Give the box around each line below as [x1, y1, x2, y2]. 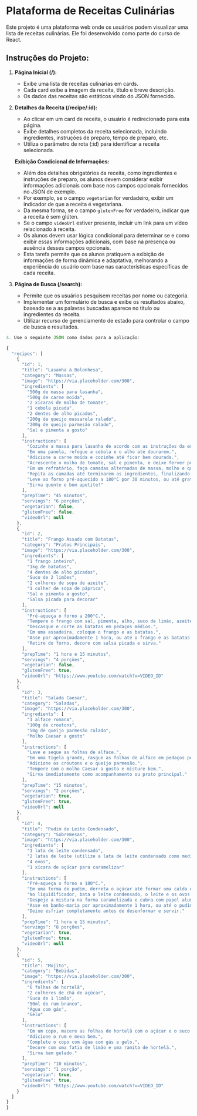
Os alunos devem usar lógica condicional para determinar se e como [23, 232, 189, 239]
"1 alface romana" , [27, 717, 75, 723]
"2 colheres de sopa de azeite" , [27, 580, 109, 586]
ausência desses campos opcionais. [23, 244, 111, 251]
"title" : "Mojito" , [21, 963, 69, 968]
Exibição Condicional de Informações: [14, 157, 110, 165]
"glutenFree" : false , [21, 509, 75, 515]
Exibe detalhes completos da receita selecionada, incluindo [23, 128, 167, 135]
